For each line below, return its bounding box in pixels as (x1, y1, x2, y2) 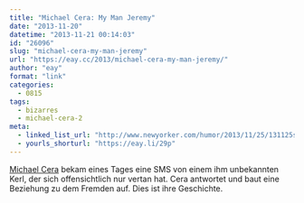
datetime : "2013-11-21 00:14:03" (9, 30, 136, 39)
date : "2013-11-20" (9, 22, 83, 31)
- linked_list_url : (17, 131, 91, 140)
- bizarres (17, 106, 59, 115)
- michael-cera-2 (17, 114, 83, 123)
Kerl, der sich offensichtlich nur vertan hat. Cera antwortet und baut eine (9, 173, 280, 184)
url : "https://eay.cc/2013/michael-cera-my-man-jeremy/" (9, 55, 229, 64)
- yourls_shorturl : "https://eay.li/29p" (17, 139, 176, 148)
